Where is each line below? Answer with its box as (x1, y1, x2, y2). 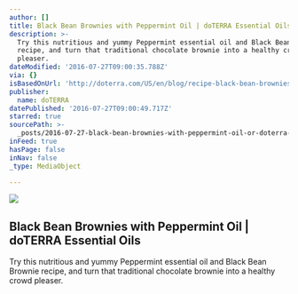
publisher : (9, 87, 50, 96)
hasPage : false (9, 145, 66, 154)
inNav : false (9, 153, 58, 163)
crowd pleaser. (9, 275, 64, 286)
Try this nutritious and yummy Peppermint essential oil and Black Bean (9, 257, 268, 267)
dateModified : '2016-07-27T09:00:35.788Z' (9, 63, 169, 72)
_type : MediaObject (9, 162, 82, 171)
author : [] (9, 12, 50, 22)
